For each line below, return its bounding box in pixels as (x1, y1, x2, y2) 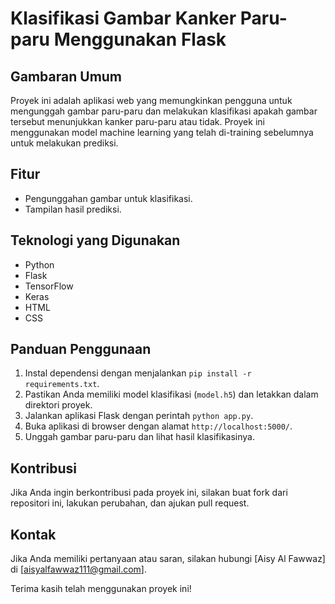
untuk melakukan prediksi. (10, 137, 119, 149)
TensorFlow (24, 280, 74, 292)
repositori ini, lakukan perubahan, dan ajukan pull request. (10, 497, 250, 509)
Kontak (10, 526, 57, 543)
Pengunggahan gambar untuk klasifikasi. (24, 192, 193, 204)
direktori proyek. (24, 399, 93, 411)
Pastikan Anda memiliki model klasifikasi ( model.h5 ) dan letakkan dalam (24, 388, 319, 401)
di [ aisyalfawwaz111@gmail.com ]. (10, 563, 147, 576)
